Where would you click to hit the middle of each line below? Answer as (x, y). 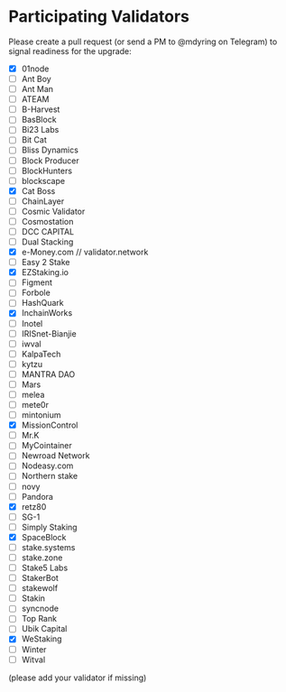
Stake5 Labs (45, 567)
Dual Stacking (47, 242)
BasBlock (39, 120)
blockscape (43, 180)
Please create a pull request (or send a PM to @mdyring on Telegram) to (143, 42)
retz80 (34, 506)
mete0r (35, 405)
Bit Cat (34, 140)
